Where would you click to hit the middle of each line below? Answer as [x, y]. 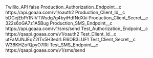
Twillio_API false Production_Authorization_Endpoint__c [63, 7]
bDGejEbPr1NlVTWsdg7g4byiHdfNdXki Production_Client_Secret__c [77, 18]
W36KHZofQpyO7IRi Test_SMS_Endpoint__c [52, 45]
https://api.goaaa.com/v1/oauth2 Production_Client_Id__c [65, 12]
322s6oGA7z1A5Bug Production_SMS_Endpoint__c [59, 23]
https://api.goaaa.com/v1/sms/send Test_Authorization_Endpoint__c [77, 28]
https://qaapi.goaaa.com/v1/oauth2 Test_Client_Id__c [61, 34]
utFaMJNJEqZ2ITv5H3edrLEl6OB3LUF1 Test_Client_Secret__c [70, 39]
